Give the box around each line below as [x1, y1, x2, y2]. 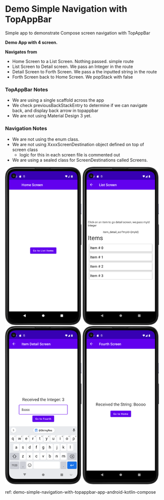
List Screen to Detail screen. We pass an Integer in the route [12, 64, 133, 69]
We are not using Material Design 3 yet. [12, 113, 92, 119]
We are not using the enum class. [12, 136, 80, 142]
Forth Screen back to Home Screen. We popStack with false [12, 74, 133, 80]
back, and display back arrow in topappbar [12, 108, 99, 113]
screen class [12, 147, 38, 152]
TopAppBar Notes [5, 86, 48, 93]
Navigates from [5, 49, 38, 55]
